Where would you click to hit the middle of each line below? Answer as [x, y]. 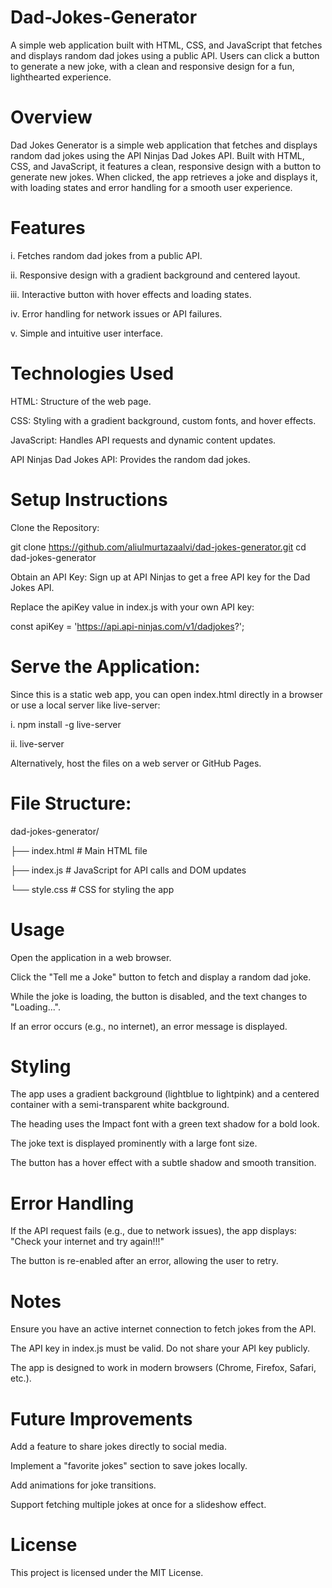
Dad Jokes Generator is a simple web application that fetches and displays [164, 145]
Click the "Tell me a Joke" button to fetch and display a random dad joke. [161, 977]
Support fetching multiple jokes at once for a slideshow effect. [138, 1505]
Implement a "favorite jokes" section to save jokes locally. [129, 1466]
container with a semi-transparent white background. [120, 1105]
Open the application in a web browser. [91, 957]
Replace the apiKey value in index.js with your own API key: [132, 607]
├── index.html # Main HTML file [79, 850]
